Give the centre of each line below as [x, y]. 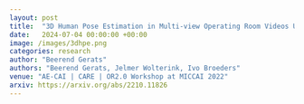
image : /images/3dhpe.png [58, 43]
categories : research [50, 52]
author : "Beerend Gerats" [58, 60]
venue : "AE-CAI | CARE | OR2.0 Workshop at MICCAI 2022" [119, 77]
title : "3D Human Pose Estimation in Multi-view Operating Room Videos [149, 26]
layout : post [34, 18]
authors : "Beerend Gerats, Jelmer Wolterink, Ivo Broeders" [125, 69]
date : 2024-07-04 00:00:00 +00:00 [78, 34]
